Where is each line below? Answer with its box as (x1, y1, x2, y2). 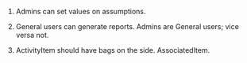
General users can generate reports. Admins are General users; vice (15, 22, 240, 31)
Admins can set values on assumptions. (15, 7, 146, 16)
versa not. (15, 31, 49, 39)
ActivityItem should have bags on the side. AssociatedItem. (15, 46, 210, 54)
